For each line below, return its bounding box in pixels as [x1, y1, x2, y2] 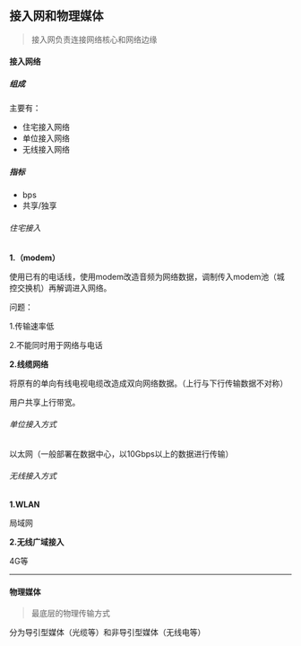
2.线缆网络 [9, 358, 49, 370]
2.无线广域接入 [9, 537, 64, 547]
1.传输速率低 [9, 320, 55, 331]
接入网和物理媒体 [9, 8, 104, 24]
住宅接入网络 [21, 122, 70, 133]
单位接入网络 [21, 133, 70, 144]
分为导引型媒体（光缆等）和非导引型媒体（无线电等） [9, 627, 206, 638]
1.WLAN [9, 499, 40, 510]
